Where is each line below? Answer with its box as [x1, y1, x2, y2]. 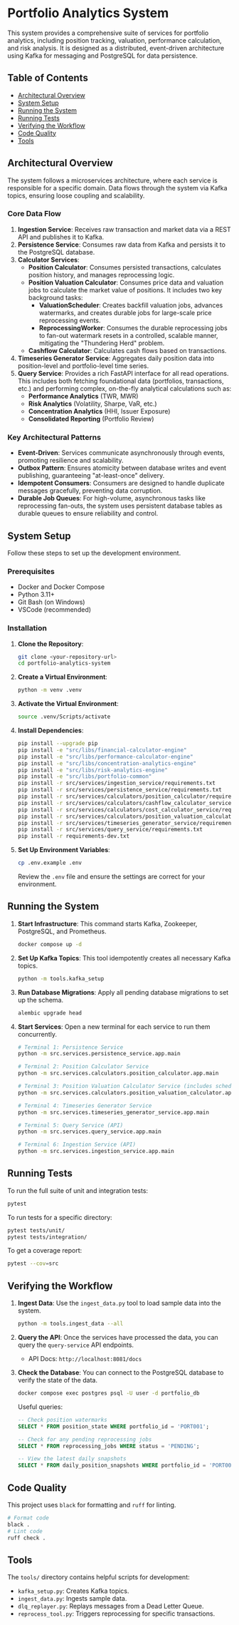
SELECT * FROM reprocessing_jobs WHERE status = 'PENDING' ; [17, 1442, 200, 1450]
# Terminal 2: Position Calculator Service [17, 1063, 149, 1070]
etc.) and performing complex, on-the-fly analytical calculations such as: [17, 384, 232, 393]
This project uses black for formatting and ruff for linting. [7, 1500, 176, 1509]
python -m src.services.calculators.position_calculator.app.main [17, 1070, 219, 1077]
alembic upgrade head [17, 1009, 82, 1017]
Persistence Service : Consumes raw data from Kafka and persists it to [17, 240, 226, 249]
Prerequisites [7, 566, 55, 576]
